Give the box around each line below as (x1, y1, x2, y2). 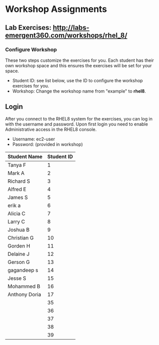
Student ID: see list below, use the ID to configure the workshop (12, 77, 143, 83)
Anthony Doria (7, 291, 41, 298)
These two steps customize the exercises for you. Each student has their (5, 57, 154, 63)
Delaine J (7, 250, 30, 257)
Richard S (7, 178, 30, 185)
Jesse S (7, 275, 26, 282)
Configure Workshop (5, 46, 57, 53)
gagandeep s (7, 266, 39, 273)
